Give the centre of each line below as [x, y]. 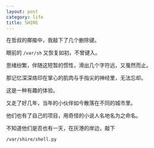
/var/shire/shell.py [32, 140]
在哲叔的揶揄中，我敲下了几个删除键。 [53, 40]
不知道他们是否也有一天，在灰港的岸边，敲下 [61, 128]
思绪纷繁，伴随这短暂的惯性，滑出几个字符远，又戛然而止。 [79, 65]
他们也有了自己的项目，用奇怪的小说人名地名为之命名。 [73, 115]
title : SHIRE [22, 22]
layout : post [22, 12]
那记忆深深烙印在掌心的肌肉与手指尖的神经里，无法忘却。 [76, 78]
